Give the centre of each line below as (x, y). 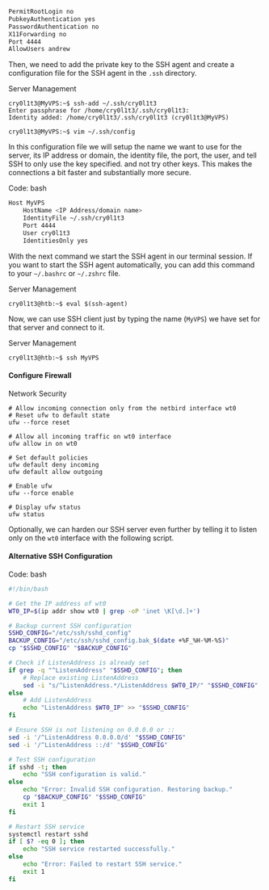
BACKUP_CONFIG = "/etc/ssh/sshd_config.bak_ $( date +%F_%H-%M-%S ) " (119, 641)
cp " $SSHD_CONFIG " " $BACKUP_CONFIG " (70, 649)
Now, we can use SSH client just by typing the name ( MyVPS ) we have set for (134, 318)
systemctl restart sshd (48, 834)
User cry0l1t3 (46, 233)
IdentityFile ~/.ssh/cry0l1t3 (74, 218)
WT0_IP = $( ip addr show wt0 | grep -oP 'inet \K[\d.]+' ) (104, 611)
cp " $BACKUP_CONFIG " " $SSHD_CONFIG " (85, 797)
